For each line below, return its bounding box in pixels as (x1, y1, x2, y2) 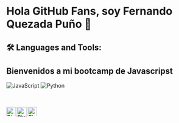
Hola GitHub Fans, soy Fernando (6, 4, 173, 18)
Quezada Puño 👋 (6, 17, 92, 31)
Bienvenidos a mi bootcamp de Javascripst (6, 66, 174, 76)
